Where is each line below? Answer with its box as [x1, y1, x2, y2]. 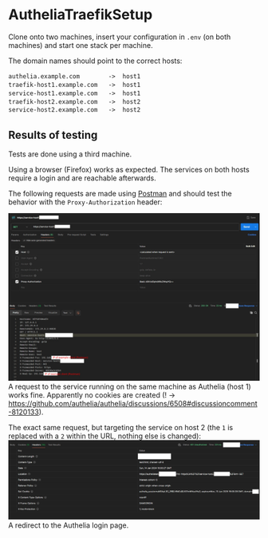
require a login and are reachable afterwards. [8, 173, 157, 183]
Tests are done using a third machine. [8, 149, 132, 159]
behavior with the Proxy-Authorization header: [8, 197, 163, 207]
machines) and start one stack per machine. [8, 40, 153, 49]
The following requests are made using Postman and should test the [8, 189, 233, 199]
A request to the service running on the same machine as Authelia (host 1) [8, 382, 251, 391]
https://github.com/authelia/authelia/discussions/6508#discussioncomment [8, 398, 258, 408]
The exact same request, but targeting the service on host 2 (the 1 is [8, 422, 234, 432]
